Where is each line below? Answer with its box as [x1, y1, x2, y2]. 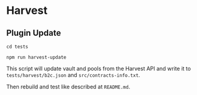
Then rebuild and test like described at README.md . [6, 83, 131, 90]
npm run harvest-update [6, 54, 67, 61]
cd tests [6, 44, 29, 50]
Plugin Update [6, 28, 61, 38]
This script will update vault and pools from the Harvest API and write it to [6, 65, 192, 72]
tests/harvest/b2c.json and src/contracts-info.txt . [6, 71, 140, 79]
